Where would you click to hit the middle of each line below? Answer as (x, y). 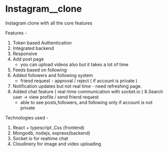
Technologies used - (27, 117)
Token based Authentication (42, 43)
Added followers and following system (53, 75)
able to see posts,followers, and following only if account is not (86, 102)
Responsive (25, 54)
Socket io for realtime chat (40, 138)
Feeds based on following (40, 70)
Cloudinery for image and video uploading (57, 144)
